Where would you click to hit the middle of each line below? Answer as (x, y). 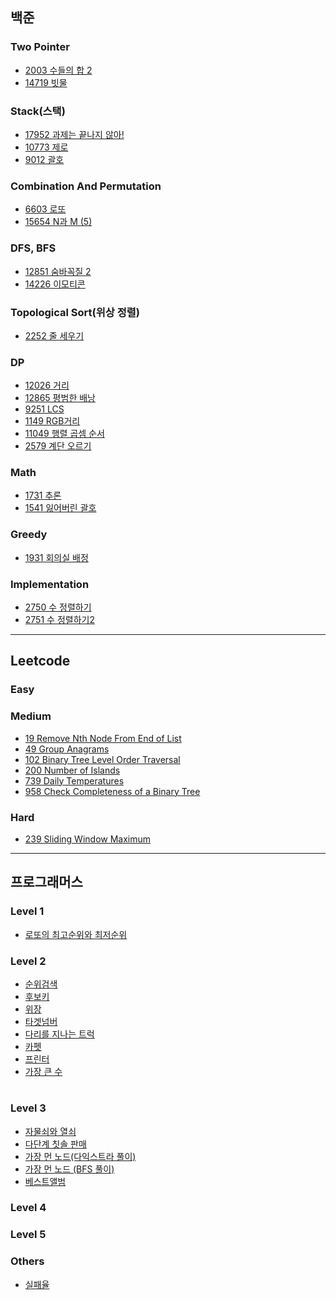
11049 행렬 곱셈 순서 (64, 434)
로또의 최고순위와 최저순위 (76, 934)
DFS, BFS (33, 248)
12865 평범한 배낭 (60, 398)
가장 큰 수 (43, 1071)
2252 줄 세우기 (54, 335)
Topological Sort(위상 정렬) (75, 312)
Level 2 (28, 961)
